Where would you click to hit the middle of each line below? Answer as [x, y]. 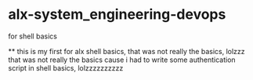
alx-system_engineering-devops [117, 15]
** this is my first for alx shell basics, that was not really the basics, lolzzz [127, 51]
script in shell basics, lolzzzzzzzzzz [66, 67]
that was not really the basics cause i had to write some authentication [122, 60]
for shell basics [33, 36]
